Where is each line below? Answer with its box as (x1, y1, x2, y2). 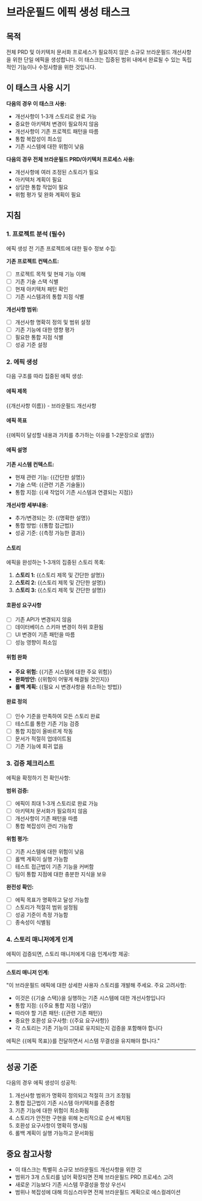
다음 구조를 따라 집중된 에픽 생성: (6, 373, 84, 380)
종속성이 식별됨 (14, 919, 51, 926)
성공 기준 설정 (14, 341, 47, 348)
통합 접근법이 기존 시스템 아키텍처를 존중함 (14, 1099, 115, 1106)
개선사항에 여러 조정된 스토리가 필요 (14, 168, 99, 175)
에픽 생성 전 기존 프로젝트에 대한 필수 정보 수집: (6, 244, 117, 252)
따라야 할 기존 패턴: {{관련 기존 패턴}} (14, 1009, 103, 1016)
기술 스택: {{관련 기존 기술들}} (14, 481, 85, 488)
